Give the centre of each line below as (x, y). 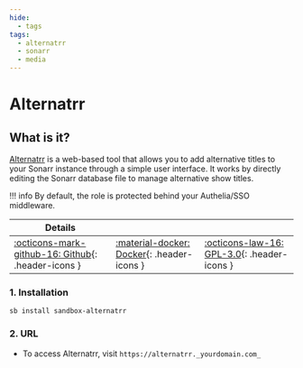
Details (60, 228)
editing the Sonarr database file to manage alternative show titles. (132, 178)
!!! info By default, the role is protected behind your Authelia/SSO (130, 196)
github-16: (37, 254)
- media (32, 60)
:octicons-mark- (50, 243)
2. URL (24, 334)
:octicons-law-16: (244, 243)
